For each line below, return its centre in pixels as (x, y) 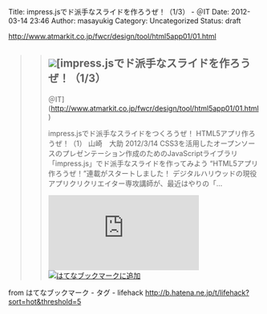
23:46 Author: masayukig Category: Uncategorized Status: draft (135, 21)
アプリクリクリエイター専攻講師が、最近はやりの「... (135, 183)
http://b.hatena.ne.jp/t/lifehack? (197, 292)
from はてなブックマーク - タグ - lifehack (76, 292)
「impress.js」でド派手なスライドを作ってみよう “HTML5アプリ (153, 163)
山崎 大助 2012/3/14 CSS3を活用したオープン (165, 143)
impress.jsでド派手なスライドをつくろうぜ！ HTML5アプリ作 (148, 133)
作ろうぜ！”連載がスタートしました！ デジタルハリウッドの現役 (152, 173)
